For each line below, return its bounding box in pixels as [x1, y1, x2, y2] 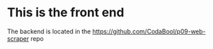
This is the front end [7, 5, 125, 20]
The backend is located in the [7, 27, 91, 35]
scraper [7, 34, 30, 42]
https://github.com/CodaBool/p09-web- [92, 27, 206, 35]
